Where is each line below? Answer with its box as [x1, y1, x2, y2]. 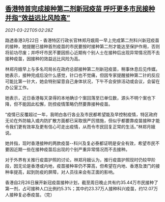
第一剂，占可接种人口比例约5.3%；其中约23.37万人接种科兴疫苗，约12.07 [5, 185, 154, 191]
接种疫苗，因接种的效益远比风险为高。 [5, 55, 82, 61]
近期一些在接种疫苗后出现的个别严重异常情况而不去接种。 [13, 146, 130, 152]
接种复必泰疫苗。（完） [9, 192, 55, 198]
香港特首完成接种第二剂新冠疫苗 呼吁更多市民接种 [5, 4, 155, 13]
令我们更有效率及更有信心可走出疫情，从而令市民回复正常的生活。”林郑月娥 [5, 124, 156, 129]
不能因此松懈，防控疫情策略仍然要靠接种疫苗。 [18, 101, 113, 107]
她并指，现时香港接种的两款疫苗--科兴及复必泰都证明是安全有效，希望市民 [5, 140, 156, 146]
